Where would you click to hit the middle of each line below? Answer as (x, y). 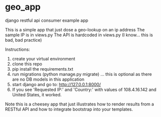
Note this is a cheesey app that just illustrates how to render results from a (80, 104)
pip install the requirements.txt (43, 69)
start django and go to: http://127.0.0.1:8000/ (56, 84)
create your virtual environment (44, 58)
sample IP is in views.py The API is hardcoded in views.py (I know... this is (79, 35)
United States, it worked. (37, 95)
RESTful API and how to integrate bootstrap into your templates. (69, 109)
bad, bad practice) (24, 40)
